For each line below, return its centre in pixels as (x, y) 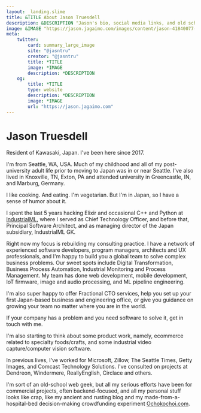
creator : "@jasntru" (53, 56)
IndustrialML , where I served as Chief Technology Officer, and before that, (98, 219)
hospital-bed (22, 404)
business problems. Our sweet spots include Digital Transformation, (90, 263)
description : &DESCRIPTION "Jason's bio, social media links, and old (96, 23)
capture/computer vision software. (49, 349)
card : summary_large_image (61, 46)
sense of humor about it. (36, 201)
